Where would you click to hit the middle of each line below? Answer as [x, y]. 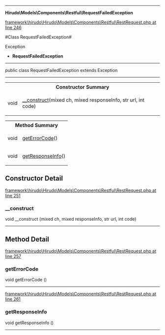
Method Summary [36, 125]
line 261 [13, 299]
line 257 [13, 256]
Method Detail [27, 239]
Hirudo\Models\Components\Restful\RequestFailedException [69, 13]
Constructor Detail [34, 179]
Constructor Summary [82, 87]
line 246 [14, 27]
